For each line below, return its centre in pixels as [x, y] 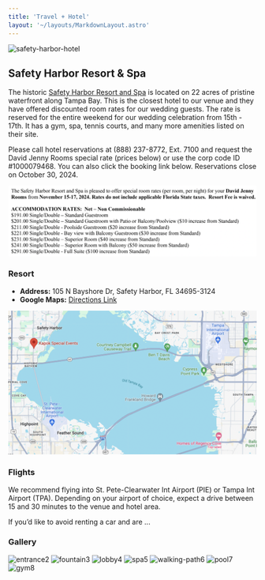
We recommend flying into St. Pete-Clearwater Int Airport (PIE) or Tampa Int [131, 489]
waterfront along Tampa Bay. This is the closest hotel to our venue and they [131, 101]
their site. [24, 134]
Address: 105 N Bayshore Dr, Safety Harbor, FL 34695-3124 [118, 291]
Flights [22, 473]
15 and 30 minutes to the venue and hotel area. [84, 507]
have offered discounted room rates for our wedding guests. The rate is [124, 109]
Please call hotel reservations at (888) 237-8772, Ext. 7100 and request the [130, 149]
